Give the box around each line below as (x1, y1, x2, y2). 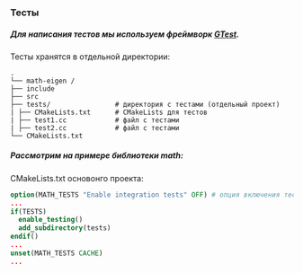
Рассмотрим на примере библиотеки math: (10, 150, 183, 161)
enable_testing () (18, 216, 84, 225)
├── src (10, 92, 40, 101)
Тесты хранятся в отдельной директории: (10, 51, 171, 62)
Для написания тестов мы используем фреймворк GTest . (10, 29, 240, 40)
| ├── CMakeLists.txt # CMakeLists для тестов (10, 108, 208, 117)
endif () (10, 232, 40, 242)
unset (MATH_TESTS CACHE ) (10, 249, 103, 258)
